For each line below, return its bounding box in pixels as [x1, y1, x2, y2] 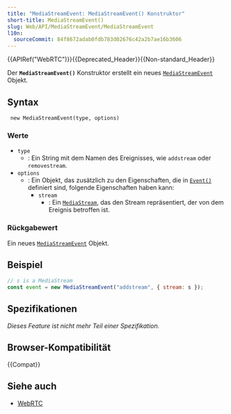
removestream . [27, 161, 67, 170]
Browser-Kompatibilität [7, 342, 111, 353]
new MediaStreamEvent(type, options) [10, 114, 120, 122]
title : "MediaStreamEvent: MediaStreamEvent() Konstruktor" [7, 10, 186, 17]
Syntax [7, 96, 39, 108]
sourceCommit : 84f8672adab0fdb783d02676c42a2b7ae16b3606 [13, 36, 182, 43]
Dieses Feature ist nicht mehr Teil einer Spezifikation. [7, 321, 160, 330]
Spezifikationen [7, 303, 78, 315]
